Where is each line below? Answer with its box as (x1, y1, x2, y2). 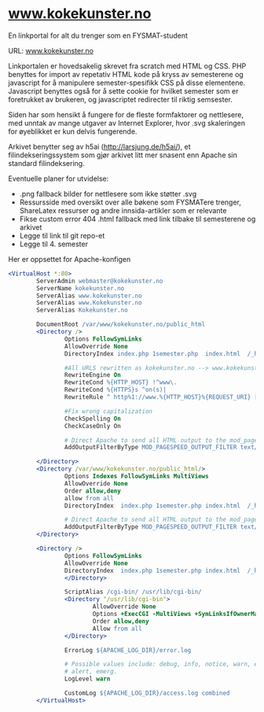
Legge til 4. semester (19, 239, 89, 249)
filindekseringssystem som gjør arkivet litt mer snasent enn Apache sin (8, 150, 238, 160)
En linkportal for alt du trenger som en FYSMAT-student (8, 31, 189, 40)
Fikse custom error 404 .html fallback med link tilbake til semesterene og (19, 214, 256, 223)
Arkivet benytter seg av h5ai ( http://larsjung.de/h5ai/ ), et (8, 142, 191, 151)
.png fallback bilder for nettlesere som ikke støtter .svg (19, 189, 197, 198)
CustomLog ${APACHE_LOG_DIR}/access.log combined (64, 689, 230, 697)
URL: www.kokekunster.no (8, 46, 94, 55)
